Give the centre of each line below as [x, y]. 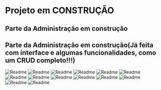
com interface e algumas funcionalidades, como [81, 53]
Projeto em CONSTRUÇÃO [60, 11]
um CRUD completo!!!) [40, 60]
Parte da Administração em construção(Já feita [79, 45]
